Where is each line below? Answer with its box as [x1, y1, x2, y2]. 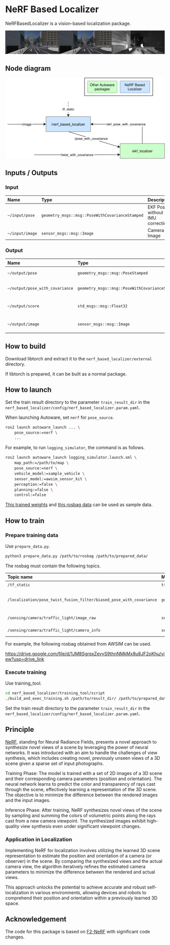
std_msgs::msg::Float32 [77, 303, 128, 309]
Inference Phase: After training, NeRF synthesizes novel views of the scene [5, 807, 162, 813]
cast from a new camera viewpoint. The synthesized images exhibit [5, 818, 146, 824]
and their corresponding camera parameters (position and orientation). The [5, 775, 162, 782]
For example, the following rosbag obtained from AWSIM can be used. [5, 640, 152, 647]
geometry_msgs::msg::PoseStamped [77, 271, 148, 276]
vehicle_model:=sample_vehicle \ [14, 471, 85, 476]
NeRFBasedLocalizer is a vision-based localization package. [5, 20, 132, 26]
